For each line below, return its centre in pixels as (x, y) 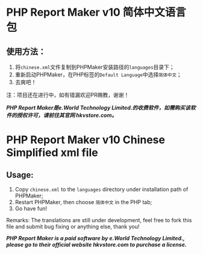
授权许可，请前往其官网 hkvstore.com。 (67, 115)
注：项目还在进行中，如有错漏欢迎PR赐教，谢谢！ (68, 95)
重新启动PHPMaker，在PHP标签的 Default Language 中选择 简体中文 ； (98, 75)
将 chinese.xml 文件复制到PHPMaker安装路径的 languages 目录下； (95, 67)
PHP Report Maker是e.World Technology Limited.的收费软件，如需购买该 (98, 108)
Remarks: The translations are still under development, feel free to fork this (99, 220)
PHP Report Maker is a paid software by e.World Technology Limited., (95, 238)
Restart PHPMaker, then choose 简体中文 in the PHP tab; (83, 202)
